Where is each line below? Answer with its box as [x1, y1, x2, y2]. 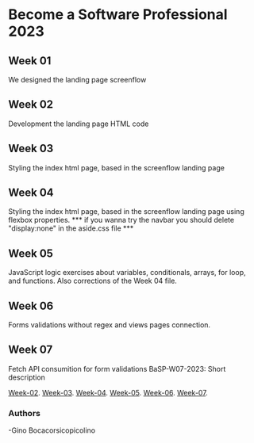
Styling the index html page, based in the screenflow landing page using [8, 207, 244, 216]
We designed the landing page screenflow [8, 75, 147, 84]
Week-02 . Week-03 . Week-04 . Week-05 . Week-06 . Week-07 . [8, 388, 208, 397]
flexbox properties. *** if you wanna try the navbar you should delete [8, 216, 235, 225]
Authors [8, 407, 41, 418]
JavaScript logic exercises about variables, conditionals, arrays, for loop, [8, 268, 246, 277]
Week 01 [8, 54, 52, 67]
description [8, 372, 46, 382]
